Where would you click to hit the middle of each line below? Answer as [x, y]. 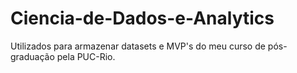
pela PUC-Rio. [86, 56]
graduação [32, 56]
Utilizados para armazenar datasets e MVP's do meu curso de [138, 46]
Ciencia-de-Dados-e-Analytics [142, 18]
